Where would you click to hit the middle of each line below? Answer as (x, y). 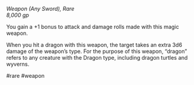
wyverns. (18, 64)
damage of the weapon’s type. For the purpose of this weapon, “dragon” (97, 51)
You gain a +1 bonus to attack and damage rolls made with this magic (93, 27)
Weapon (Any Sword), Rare (40, 9)
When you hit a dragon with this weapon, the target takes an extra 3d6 (94, 45)
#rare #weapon (25, 76)
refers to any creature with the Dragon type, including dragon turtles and (97, 58)
